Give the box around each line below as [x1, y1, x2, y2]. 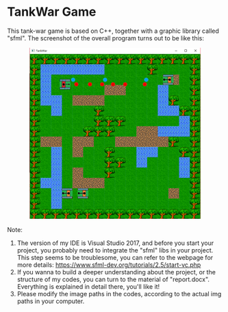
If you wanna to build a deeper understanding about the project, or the [16, 268, 216, 276]
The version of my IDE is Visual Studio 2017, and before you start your [16, 239, 214, 247]
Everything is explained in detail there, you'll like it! [16, 282, 160, 291]
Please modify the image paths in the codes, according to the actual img [16, 289, 222, 298]
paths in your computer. [16, 297, 85, 305]
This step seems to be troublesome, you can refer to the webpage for [16, 253, 214, 261]
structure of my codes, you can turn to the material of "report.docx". [16, 275, 210, 283]
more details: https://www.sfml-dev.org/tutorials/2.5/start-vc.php [16, 261, 201, 269]
